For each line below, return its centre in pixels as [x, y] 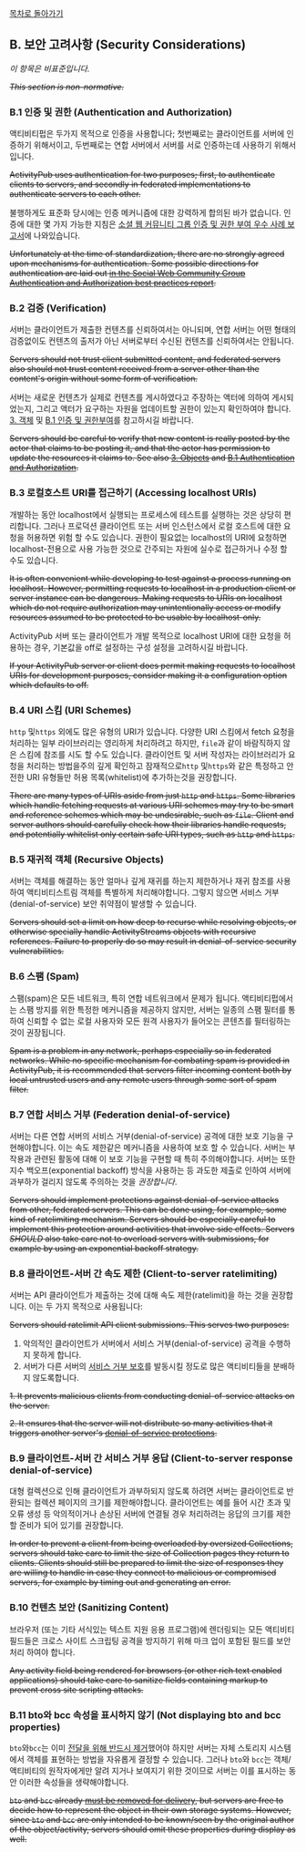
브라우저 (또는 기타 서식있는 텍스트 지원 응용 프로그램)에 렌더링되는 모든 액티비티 [152, 1629]
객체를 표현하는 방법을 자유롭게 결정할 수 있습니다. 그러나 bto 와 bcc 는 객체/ [158, 1759]
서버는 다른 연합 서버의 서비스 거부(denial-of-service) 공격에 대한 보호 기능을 [147, 1136]
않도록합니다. [56, 1378]
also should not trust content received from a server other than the [134, 369]
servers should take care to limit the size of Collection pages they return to [149, 1553]
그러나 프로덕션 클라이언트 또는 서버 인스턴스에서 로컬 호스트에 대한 [163, 526]
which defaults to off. [49, 684]
